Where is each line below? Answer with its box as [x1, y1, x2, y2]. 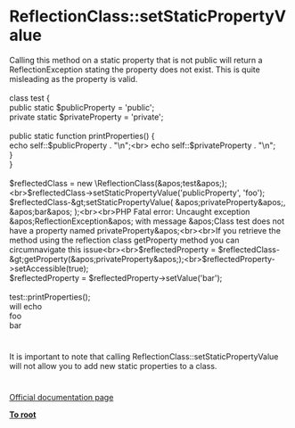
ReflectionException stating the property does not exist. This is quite [9, 64, 260, 75]
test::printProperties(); [9, 292, 91, 302]
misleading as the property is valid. [9, 73, 138, 84]
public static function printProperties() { [9, 130, 155, 141]
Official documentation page [9, 392, 114, 403]
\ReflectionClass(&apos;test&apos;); [94, 177, 227, 188]
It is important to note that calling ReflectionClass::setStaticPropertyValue [9, 351, 279, 362]
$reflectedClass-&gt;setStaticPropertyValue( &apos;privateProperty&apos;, [9, 196, 286, 207]
